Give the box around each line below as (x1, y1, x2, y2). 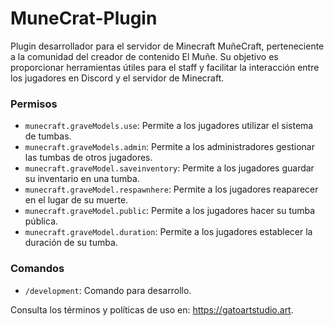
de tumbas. (24, 130, 72, 142)
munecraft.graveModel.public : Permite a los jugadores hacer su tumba (24, 205, 316, 217)
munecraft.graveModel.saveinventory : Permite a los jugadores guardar (24, 162, 315, 174)
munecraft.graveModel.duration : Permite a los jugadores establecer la (24, 226, 313, 238)
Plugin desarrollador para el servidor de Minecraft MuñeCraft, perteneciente (10, 40, 325, 52)
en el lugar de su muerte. (24, 194, 129, 206)
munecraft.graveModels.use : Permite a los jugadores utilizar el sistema (24, 120, 314, 132)
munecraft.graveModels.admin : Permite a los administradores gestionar (24, 141, 315, 153)
